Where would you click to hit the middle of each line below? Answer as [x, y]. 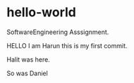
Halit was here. [28, 59]
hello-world [42, 12]
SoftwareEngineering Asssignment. [58, 32]
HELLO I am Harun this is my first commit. [67, 45]
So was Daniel [28, 73]
